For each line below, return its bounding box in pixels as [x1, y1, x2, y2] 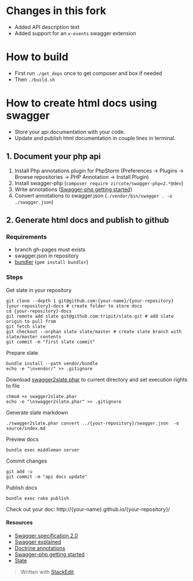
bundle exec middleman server [6, 447, 80, 453]
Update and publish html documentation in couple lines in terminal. [14, 134, 176, 141]
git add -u [6, 468, 33, 474]
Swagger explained [14, 538, 61, 545]
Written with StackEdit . [20, 568, 76, 575]
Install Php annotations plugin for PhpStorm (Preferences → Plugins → [14, 167, 184, 174]
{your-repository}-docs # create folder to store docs [6, 303, 143, 309]
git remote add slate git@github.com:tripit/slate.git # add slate [6, 313, 174, 319]
